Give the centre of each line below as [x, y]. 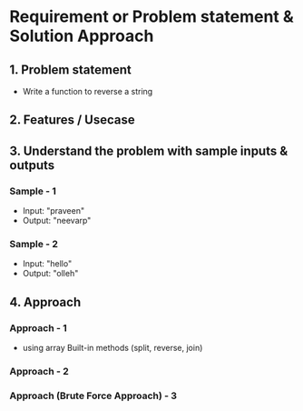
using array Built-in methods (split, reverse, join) [112, 348]
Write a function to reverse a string [88, 91]
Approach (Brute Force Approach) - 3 [93, 396]
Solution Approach [82, 36]
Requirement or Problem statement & [152, 17]
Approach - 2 [39, 371]
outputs [32, 165]
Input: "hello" [47, 264]
